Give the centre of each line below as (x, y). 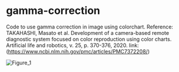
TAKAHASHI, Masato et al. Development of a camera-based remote (87, 33)
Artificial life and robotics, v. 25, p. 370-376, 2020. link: (72, 45)
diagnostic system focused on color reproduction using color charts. (89, 39)
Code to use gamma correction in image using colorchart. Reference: (89, 27)
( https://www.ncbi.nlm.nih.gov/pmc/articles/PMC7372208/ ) (78, 51)
